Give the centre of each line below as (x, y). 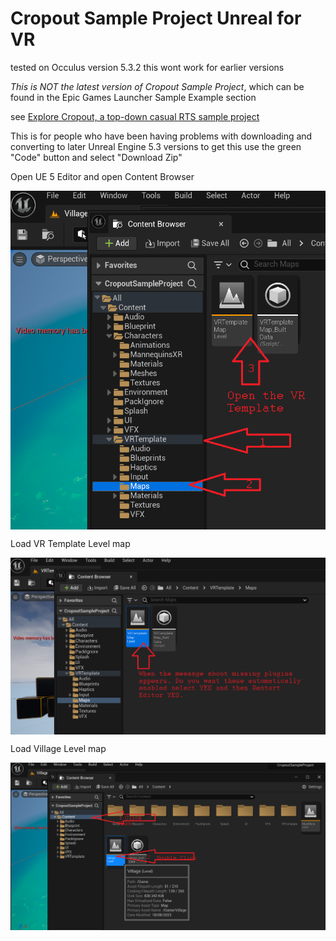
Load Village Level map (58, 748)
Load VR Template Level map (70, 543)
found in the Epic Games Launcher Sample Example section (133, 97)
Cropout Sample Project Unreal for (156, 18)
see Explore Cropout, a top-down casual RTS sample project (135, 116)
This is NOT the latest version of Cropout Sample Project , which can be (157, 86)
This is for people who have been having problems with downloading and (161, 136)
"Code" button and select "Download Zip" (96, 157)
